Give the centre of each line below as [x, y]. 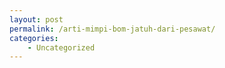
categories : [34, 38]
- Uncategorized [61, 47]
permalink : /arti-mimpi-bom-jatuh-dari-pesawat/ [112, 29]
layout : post [36, 19]
